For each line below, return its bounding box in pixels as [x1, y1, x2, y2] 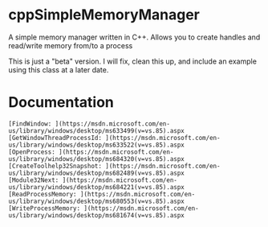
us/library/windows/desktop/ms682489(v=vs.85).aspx [8, 169, 185, 177]
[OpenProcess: [8, 147, 56, 156]
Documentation [8, 93, 115, 112]
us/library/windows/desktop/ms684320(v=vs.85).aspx [8, 155, 185, 163]
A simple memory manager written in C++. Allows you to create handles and [8, 32, 261, 42]
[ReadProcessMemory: [8, 190, 78, 198]
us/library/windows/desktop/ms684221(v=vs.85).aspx [8, 183, 185, 191]
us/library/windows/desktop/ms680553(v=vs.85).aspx [8, 197, 185, 205]
